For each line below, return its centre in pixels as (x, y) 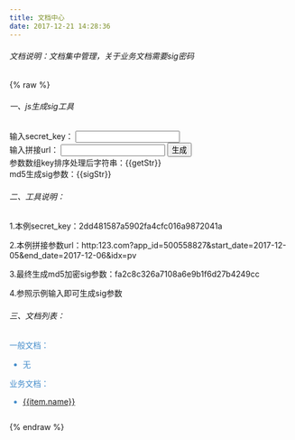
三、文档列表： (37, 315)
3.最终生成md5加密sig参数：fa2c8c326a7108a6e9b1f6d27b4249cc (134, 274)
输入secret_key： (41, 136)
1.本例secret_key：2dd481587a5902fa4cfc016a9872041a (116, 226)
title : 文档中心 (37, 18)
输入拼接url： (34, 149)
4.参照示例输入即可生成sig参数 (66, 294)
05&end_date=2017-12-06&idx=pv (73, 256)
